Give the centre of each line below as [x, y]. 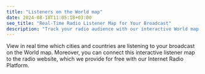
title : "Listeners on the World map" [55, 12]
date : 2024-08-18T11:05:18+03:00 [49, 18]
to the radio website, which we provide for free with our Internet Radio [95, 59]
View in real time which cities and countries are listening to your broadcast [101, 46]
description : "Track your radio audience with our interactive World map [103, 29]
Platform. [18, 66]
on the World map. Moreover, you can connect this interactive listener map [101, 53]
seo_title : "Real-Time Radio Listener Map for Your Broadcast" [89, 23]
